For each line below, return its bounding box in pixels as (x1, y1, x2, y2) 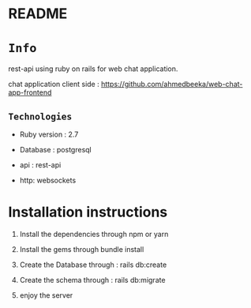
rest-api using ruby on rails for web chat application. (8, 64, 178, 73)
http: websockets (19, 175, 77, 185)
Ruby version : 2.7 (19, 130, 79, 139)
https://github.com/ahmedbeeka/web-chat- (101, 80, 243, 89)
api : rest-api (19, 160, 62, 170)
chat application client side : (8, 80, 100, 89)
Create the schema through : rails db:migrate (19, 275, 166, 284)
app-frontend (8, 88, 52, 97)
